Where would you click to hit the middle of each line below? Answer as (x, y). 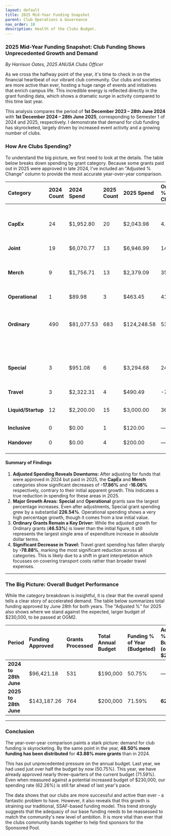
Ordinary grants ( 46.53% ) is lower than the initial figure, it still (78, 528)
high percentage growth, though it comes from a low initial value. (81, 517)
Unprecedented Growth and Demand (52, 53)
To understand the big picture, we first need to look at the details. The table (84, 157)
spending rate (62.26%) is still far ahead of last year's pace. (68, 785)
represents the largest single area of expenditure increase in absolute (85, 534)
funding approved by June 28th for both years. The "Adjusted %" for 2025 (83, 606)
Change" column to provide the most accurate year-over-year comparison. (84, 174)
